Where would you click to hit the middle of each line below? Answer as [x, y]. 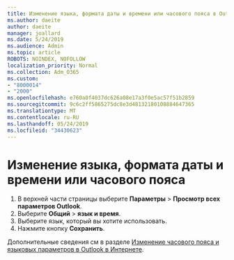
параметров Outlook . [49, 206]
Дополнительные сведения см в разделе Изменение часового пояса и [113, 242]
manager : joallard [34, 33]
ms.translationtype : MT [42, 111]
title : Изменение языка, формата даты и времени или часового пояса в [112, 14]
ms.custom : [23, 78]
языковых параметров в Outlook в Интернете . [76, 250]
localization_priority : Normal [53, 66]
